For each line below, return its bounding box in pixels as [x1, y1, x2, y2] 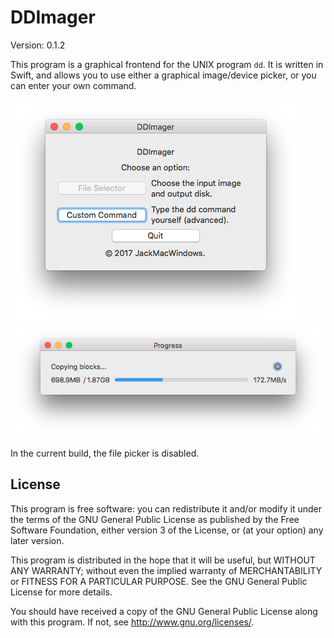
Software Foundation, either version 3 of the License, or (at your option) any [10, 524, 324, 536]
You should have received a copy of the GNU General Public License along [10, 605, 318, 617]
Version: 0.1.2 [10, 39, 66, 51]
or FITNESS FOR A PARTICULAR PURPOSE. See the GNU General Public [10, 575, 308, 587]
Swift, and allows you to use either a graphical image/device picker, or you [10, 69, 317, 81]
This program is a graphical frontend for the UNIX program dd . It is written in [10, 58, 324, 70]
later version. [10, 534, 65, 546]
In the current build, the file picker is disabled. [10, 447, 200, 459]
